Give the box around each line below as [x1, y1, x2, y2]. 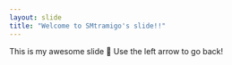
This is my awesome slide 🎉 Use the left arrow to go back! [9, 45, 224, 56]
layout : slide [9, 12, 63, 22]
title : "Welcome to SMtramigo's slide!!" [9, 21, 167, 30]
